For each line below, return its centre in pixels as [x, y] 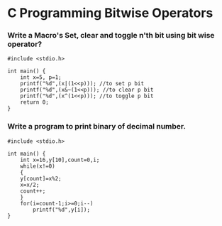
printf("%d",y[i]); [62, 210]
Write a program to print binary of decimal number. [97, 127]
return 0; [35, 102]
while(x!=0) [38, 166]
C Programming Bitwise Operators [110, 13]
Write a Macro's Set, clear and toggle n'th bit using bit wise [111, 36]
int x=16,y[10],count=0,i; [60, 160]
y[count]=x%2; [41, 178]
